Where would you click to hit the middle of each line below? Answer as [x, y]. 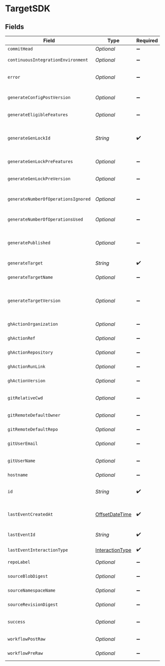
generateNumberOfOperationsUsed [45, 219]
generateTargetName [30, 277]
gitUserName [22, 461]
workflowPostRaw [27, 639]
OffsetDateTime [113, 514]
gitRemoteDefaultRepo [33, 429]
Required [147, 41]
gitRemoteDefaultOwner [34, 415]
